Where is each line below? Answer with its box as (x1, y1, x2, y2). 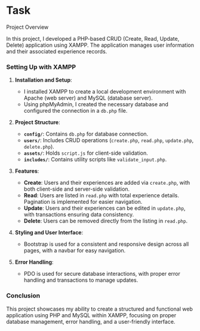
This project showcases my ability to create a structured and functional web (6, 305, 193, 312)
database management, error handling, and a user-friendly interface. (6, 318, 176, 325)
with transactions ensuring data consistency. (23, 211, 134, 218)
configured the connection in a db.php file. (23, 107, 128, 115)
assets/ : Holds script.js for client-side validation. (23, 149, 148, 157)
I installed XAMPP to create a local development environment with (23, 88, 186, 95)
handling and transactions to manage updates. (23, 276, 139, 284)
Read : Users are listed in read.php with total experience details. (23, 192, 180, 199)
